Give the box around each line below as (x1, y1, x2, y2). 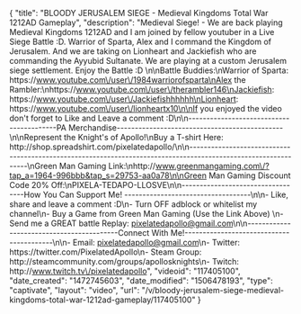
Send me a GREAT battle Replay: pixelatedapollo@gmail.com (9, 218, 234, 229)
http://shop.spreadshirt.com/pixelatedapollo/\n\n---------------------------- (9, 141, 291, 152)
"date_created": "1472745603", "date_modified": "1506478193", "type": (9, 275, 274, 286)
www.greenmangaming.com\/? (155, 161, 270, 171)
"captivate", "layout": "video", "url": (9, 285, 140, 295)
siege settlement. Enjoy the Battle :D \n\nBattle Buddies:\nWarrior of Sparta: (9, 65, 289, 76)
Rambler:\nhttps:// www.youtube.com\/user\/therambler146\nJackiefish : (9, 85, 275, 94)
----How (9, 189, 41, 200)
